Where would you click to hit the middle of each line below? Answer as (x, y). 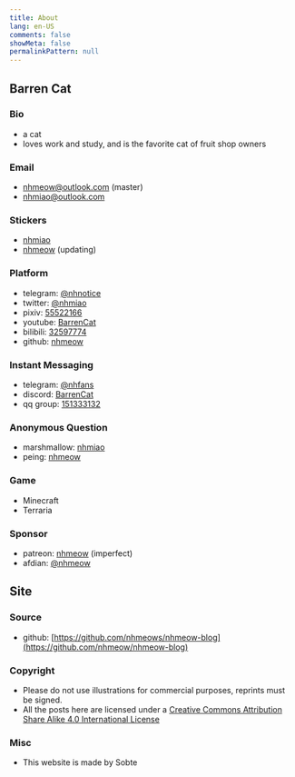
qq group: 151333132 (62, 404)
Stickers (28, 221)
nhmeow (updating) (59, 250)
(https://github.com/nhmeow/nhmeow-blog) (105, 647)
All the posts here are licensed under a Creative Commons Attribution (152, 709)
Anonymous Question (59, 427)
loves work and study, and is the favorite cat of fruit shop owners (144, 144)
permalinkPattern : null (54, 52)
